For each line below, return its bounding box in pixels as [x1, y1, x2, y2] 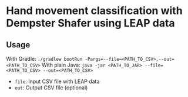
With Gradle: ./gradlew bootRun [6, 56, 83, 62]
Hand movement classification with [6, 4, 183, 18]
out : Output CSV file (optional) [14, 84, 88, 91]
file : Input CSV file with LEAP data [14, 78, 100, 85]
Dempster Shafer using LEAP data [6, 16, 175, 30]
